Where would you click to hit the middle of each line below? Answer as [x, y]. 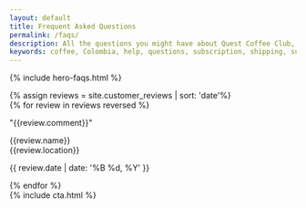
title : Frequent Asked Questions [73, 26]
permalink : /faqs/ [44, 35]
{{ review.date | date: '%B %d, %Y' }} [80, 168]
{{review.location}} [45, 151]
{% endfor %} [36, 186]
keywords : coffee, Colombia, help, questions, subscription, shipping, [148, 52]
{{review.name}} [40, 140]
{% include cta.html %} [53, 195]
